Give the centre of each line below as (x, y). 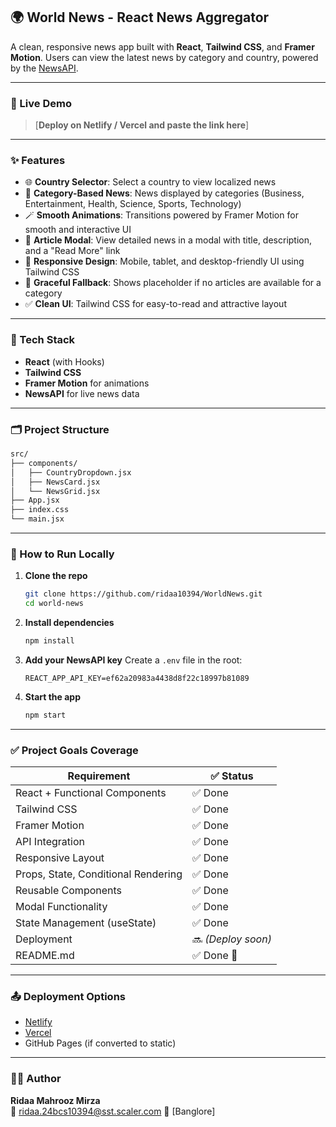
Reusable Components (69, 891)
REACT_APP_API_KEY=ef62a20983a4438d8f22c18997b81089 (137, 678)
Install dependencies (69, 623)
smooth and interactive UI (78, 230)
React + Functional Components (91, 793)
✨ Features (38, 161)
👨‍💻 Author (36, 1079)
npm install (49, 641)
